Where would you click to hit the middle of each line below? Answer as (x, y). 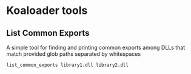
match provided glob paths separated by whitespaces (74, 54)
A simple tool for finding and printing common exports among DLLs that (96, 47)
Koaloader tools (47, 11)
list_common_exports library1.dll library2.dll (68, 65)
